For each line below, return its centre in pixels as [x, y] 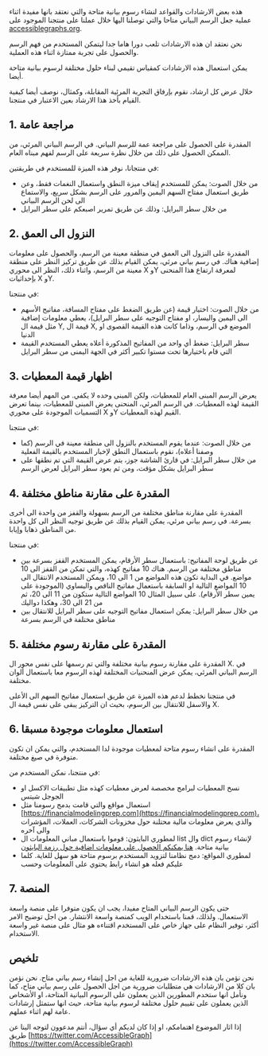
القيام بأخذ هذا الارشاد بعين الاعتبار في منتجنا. [75, 100]
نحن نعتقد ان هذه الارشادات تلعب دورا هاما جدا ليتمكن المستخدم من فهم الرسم [126, 44]
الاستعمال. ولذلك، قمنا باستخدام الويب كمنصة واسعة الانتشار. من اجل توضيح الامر [129, 916]
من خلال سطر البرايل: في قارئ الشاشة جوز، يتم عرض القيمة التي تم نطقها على [138, 460]
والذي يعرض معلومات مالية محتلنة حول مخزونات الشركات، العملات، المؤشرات [136, 821]
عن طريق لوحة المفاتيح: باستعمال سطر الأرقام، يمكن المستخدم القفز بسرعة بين [140, 561]
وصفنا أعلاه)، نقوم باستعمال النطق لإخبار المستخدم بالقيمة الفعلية [117, 452]
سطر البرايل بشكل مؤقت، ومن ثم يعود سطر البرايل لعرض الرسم [117, 468]
